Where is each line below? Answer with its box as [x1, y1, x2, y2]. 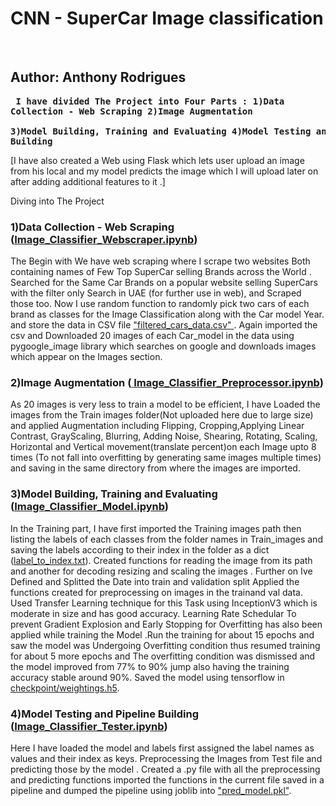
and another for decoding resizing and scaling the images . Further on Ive [10, 565, 313, 577]
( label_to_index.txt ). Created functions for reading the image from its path [10, 554, 313, 566]
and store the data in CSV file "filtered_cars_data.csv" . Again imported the [10, 319, 318, 331]
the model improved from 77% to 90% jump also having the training [10, 660, 290, 672]
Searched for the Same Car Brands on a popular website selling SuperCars [10, 277, 318, 289]
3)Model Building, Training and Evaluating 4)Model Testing [10, 125, 312, 137]
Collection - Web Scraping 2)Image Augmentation [10, 105, 253, 117]
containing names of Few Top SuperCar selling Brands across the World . [10, 266, 312, 278]
